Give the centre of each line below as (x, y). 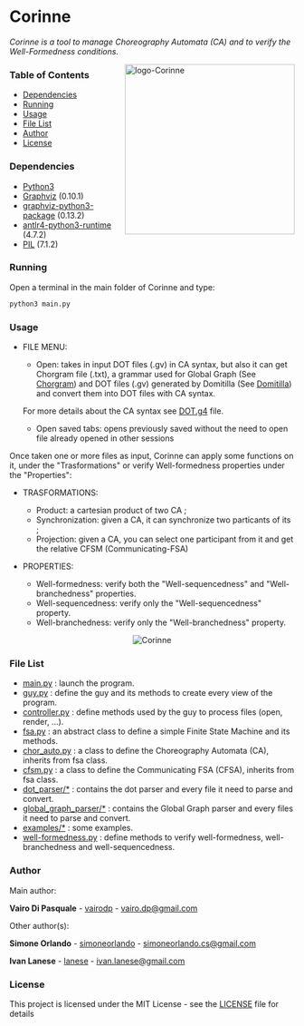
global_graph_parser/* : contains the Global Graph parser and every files (158, 808)
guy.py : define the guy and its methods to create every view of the (147, 693)
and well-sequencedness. (126, 847)
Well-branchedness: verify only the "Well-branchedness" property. (161, 622)
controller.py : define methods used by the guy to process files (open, (152, 712)
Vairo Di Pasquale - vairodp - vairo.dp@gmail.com (104, 908)
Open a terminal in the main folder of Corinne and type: (112, 287)
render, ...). (43, 722)
